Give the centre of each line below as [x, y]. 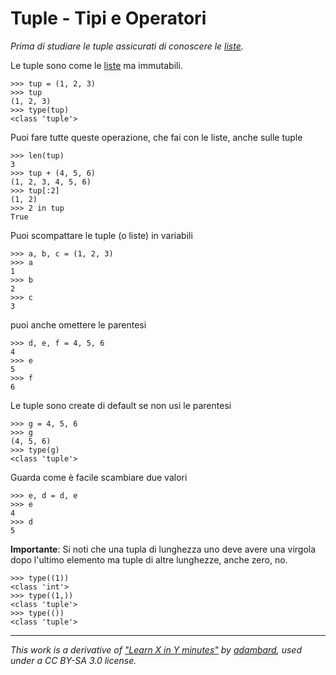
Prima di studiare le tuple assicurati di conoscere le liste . [127, 46]
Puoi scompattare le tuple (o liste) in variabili [101, 235]
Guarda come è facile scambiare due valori [99, 477]
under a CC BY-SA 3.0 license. [73, 660]
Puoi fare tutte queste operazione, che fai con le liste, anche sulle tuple [156, 137]
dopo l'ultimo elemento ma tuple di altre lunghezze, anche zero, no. [149, 559]
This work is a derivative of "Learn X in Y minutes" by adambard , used [156, 649]
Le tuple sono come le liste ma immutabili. [96, 65]
